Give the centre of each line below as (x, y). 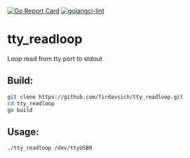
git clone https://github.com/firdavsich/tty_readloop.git (95, 97)
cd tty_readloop (31, 103)
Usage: (23, 132)
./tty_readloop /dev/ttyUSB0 (50, 148)
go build (20, 110)
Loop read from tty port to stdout (55, 58)
